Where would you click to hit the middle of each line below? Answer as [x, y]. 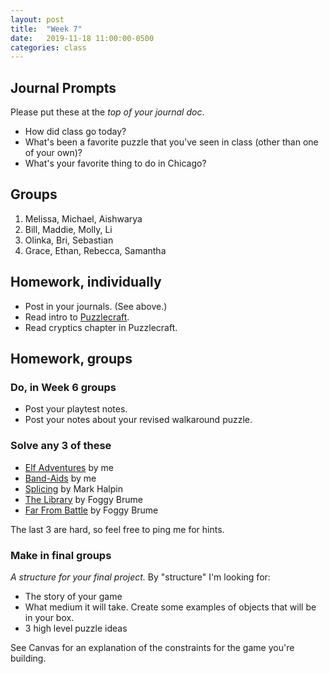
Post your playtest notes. [76, 409]
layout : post [37, 19]
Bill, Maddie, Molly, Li [68, 229]
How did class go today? [75, 132]
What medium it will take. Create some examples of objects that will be [170, 607]
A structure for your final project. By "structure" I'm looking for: [140, 577]
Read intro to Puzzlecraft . [77, 317]
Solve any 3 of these [61, 446]
